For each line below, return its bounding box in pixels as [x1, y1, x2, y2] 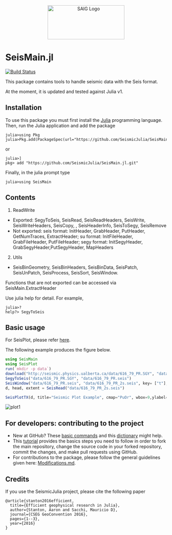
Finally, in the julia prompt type [5, 169, 70, 175]
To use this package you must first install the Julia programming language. [5, 117, 163, 123]
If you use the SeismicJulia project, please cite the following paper [5, 488, 146, 494]
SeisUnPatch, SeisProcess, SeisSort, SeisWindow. [12, 269, 119, 275]
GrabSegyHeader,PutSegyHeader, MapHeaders [12, 244, 114, 250]
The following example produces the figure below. [5, 347, 111, 353]
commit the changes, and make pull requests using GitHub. [12, 449, 138, 455]
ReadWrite [12, 207, 35, 213]
